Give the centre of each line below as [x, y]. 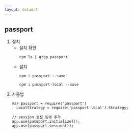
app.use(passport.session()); [43, 126]
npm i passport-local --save [49, 85]
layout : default [21, 10]
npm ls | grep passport [43, 57]
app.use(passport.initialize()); [46, 122]
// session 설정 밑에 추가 [36, 117]
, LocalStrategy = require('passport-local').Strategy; [70, 108]
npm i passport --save [42, 76]
